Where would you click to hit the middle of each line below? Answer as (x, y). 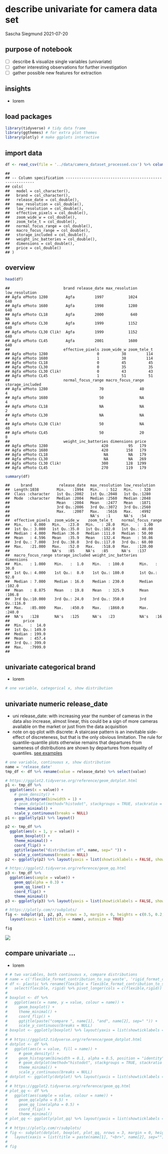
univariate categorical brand (50, 667)
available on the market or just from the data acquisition (70, 726)
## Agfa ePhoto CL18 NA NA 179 (76, 454)
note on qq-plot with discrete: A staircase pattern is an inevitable (79, 732)
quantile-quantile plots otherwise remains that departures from (77, 742)
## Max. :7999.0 (25, 647)
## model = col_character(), (38, 191)
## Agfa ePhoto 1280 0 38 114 (79, 354)
